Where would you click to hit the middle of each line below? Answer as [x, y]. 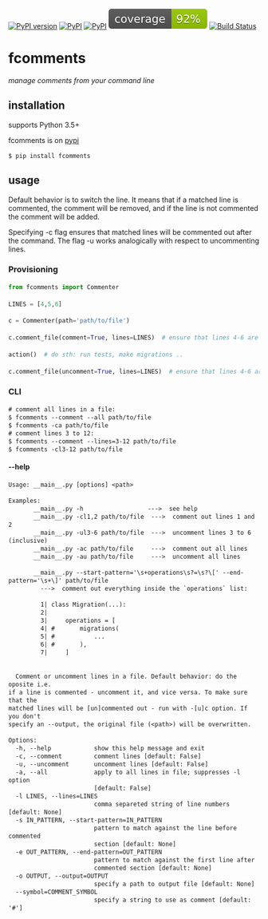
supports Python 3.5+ [44, 125]
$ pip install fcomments [49, 156]
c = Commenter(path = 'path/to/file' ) [69, 321]
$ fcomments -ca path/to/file [59, 425]
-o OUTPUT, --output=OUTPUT [62, 876]
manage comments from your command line [82, 80]
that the [23, 700]
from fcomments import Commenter [64, 287]
